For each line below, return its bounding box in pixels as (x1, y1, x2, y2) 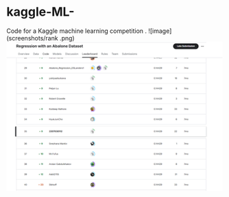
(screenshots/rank (6, 34, 59, 42)
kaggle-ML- (6, 4, 75, 20)
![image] (147, 27, 172, 35)
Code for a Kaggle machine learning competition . (6, 27, 147, 35)
